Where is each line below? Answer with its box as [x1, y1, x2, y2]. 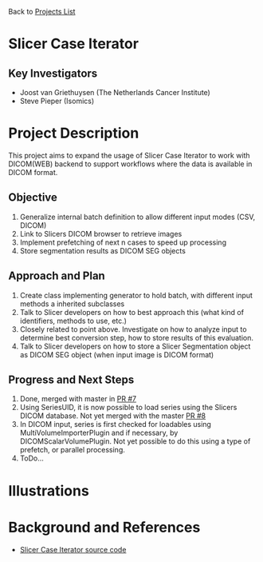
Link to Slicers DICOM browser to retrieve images [19, 229, 183, 238]
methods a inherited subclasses [19, 299, 125, 309]
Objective [8, 191, 58, 205]
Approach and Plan [8, 269, 105, 283]
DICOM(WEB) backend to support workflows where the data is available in [8, 159, 253, 169]
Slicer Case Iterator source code [19, 544, 127, 554]
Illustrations [8, 481, 89, 500]
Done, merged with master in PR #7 [19, 394, 137, 404]
